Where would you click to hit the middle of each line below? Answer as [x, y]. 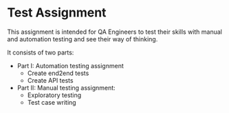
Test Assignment [57, 13]
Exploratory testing [54, 95]
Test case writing [52, 102]
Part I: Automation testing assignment [70, 65]
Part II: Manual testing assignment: [66, 88]
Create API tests [50, 80]
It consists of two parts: [41, 52]
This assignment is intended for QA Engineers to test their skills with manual [115, 32]
